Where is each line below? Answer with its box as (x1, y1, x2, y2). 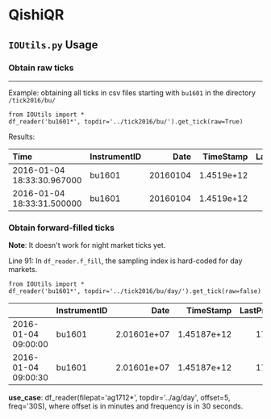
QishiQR (8, 6, 65, 24)
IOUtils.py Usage (8, 38, 98, 52)
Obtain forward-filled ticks (8, 222, 115, 233)
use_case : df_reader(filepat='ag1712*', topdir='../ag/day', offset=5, (8, 393, 231, 403)
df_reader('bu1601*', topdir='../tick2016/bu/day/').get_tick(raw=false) (8, 287, 262, 295)
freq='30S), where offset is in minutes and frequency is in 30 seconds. (8, 401, 244, 411)
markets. (8, 265, 38, 274)
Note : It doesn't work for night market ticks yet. (8, 241, 166, 250)
